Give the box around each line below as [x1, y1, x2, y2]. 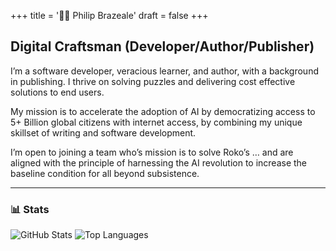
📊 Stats [10, 202, 50, 216]
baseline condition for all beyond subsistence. [10, 167, 200, 179]
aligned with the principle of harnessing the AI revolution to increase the [10, 156, 308, 169]
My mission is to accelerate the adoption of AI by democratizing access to [10, 105, 316, 117]
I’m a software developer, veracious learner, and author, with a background [10, 65, 319, 77]
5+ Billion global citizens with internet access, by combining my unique [10, 116, 303, 128]
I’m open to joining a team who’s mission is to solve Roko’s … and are [10, 146, 294, 158]
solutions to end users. [10, 86, 105, 98]
